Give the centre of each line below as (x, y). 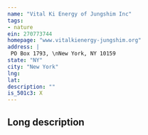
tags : (15, 21)
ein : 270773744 (30, 34)
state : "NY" (25, 60)
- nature (20, 27)
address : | (23, 47)
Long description (46, 122)
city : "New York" (33, 67)
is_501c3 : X (25, 93)
